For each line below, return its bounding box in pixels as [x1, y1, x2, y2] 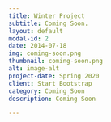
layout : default [8, 27, 63, 35]
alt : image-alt [8, 65, 60, 73]
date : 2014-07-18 [8, 42, 67, 50]
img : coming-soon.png [8, 49, 82, 57]
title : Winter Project [8, 11, 85, 20]
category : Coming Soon [8, 86, 85, 95]
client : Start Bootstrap [8, 79, 92, 87]
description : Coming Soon [8, 95, 96, 103]
